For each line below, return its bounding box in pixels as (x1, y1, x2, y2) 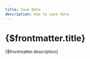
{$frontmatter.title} (5, 33, 86, 44)
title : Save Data (5, 7, 41, 12)
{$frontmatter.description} (5, 49, 59, 55)
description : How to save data (5, 12, 69, 17)
